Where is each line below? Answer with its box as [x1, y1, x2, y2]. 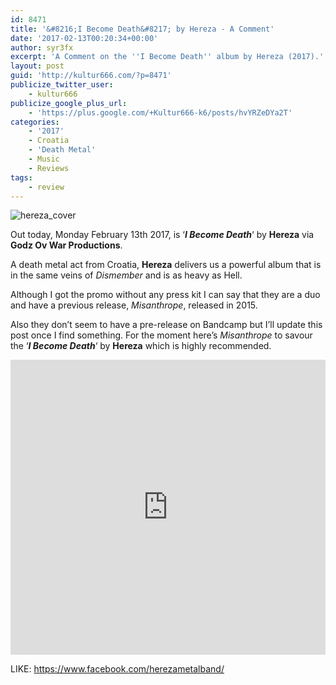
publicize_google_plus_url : [10, 98, 128, 108]
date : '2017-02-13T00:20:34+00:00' [10, 33, 159, 43]
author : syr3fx [10, 42, 74, 53]
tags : [10, 172, 33, 183]
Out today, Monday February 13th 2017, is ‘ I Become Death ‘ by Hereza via [10, 229, 315, 241]
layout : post [10, 61, 65, 71]
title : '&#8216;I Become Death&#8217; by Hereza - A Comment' [10, 24, 275, 34]
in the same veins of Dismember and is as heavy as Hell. [10, 269, 243, 281]
